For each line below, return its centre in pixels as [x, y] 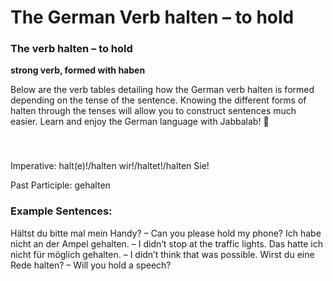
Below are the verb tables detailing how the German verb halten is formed [162, 90]
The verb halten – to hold [71, 49]
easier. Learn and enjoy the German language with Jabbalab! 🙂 [140, 122]
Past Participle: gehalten [60, 185]
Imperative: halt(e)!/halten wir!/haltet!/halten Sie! [110, 166]
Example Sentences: [61, 211]
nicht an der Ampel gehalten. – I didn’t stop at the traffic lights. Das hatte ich [166, 243]
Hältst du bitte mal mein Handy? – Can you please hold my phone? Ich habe [166, 233]
